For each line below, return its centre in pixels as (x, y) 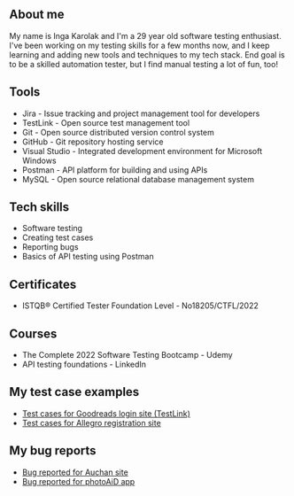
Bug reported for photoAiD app (78, 481)
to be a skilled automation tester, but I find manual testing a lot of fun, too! (144, 64)
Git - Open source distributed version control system (118, 132)
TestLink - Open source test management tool (106, 122)
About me (37, 15)
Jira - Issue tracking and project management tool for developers (141, 113)
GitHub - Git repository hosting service (93, 142)
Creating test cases (58, 237)
